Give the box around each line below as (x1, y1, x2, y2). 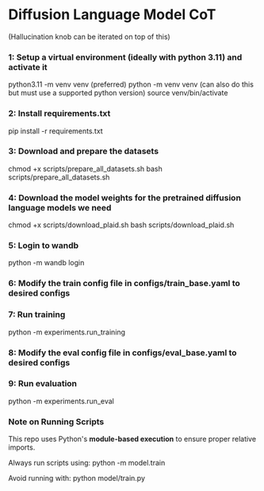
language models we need (8, 202, 112, 213)
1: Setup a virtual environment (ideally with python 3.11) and (8, 52, 243, 63)
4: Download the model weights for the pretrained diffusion (8, 192, 242, 203)
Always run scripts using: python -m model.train (8, 458, 166, 468)
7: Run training (8, 309, 66, 320)
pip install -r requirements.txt (8, 126, 103, 136)
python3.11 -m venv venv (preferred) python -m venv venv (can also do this (8, 79, 254, 89)
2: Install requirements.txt (8, 108, 111, 119)
